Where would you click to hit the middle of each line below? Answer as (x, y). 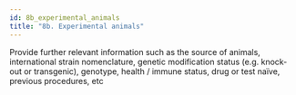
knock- (274, 62)
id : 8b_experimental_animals (65, 18)
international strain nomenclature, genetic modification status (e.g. (134, 62)
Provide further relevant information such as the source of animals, (135, 52)
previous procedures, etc (56, 81)
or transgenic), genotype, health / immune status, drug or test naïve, (152, 71)
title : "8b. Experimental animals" (77, 26)
